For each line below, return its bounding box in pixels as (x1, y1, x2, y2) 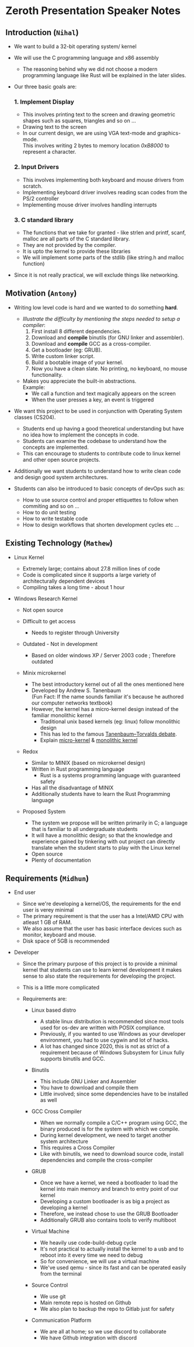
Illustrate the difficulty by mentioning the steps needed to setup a (22, 315, 181, 322)
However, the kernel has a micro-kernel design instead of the (31, 705, 179, 712)
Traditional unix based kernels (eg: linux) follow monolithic (40, 718, 181, 725)
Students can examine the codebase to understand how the (22, 437, 167, 444)
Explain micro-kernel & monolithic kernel (40, 736, 138, 744)
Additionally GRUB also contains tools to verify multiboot (40, 1217, 176, 1224)
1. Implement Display (13, 98, 74, 106)
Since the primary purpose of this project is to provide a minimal (22, 960, 178, 967)
